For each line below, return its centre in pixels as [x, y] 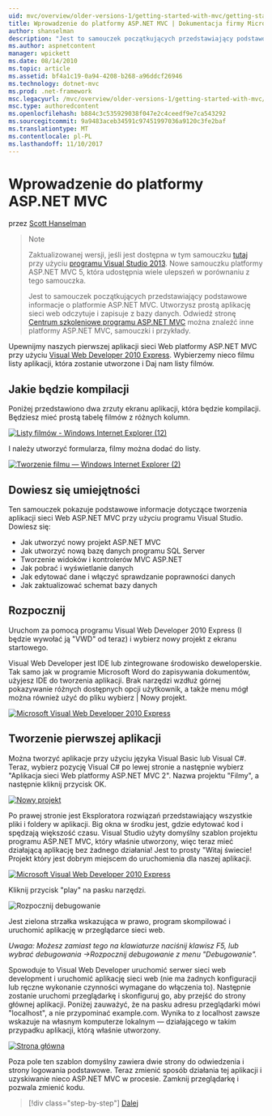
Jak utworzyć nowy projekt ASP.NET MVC [91, 543]
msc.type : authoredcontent [54, 106]
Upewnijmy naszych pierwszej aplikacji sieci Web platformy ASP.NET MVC [133, 347]
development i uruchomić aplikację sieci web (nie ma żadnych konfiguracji [132, 978]
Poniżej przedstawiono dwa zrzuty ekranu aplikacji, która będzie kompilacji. [135, 409]
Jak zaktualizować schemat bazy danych [89, 586]
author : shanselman [41, 31]
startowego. [28, 647]
